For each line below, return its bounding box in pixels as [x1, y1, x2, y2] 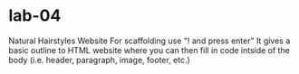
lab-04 [8, 5, 62, 26]
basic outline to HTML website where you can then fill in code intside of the [8, 44, 291, 55]
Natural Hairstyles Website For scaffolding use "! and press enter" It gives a [8, 35, 291, 46]
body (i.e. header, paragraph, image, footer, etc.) [8, 54, 191, 65]
